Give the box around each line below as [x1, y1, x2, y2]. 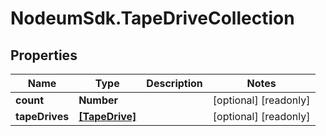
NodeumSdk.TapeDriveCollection [10, 7, 295, 30]
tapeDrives [15, 110, 70, 123]
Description [146, 77, 203, 90]
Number [78, 93, 119, 107]
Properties [10, 47, 78, 64]
